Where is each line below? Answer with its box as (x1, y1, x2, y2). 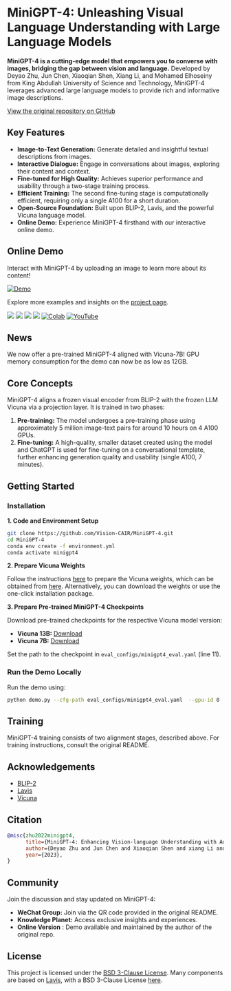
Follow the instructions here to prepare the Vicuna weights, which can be (7, 575, 214, 583)
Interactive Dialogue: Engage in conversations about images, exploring (16, 160, 220, 168)
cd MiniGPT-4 (7, 536, 45, 543)
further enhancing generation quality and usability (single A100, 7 (16, 453, 202, 461)
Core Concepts (7, 377, 74, 389)
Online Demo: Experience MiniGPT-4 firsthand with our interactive (16, 218, 206, 227)
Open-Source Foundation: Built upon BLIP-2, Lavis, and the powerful (16, 203, 214, 211)
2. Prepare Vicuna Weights (7, 561, 86, 570)
